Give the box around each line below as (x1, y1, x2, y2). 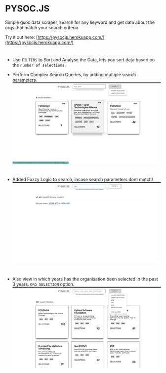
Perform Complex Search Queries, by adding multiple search (12, 72, 136, 78)
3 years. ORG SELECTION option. (12, 281, 75, 287)
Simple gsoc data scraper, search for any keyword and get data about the (5, 19, 155, 25)
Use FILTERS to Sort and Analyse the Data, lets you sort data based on (12, 57, 155, 63)
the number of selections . (12, 62, 66, 68)
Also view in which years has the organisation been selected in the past (12, 276, 158, 282)
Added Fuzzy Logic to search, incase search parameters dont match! (12, 177, 153, 183)
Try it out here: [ (5, 34, 38, 40)
